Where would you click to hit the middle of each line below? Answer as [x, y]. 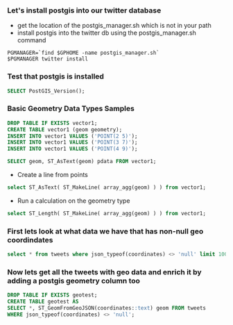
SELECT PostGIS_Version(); [46, 91]
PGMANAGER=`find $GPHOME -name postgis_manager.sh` [83, 53]
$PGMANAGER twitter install [48, 59]
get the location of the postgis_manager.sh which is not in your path [114, 26]
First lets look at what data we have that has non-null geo [105, 231]
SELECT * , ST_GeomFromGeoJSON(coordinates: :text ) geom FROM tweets [107, 308]
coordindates [30, 240]
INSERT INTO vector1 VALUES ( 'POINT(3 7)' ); [72, 142]
